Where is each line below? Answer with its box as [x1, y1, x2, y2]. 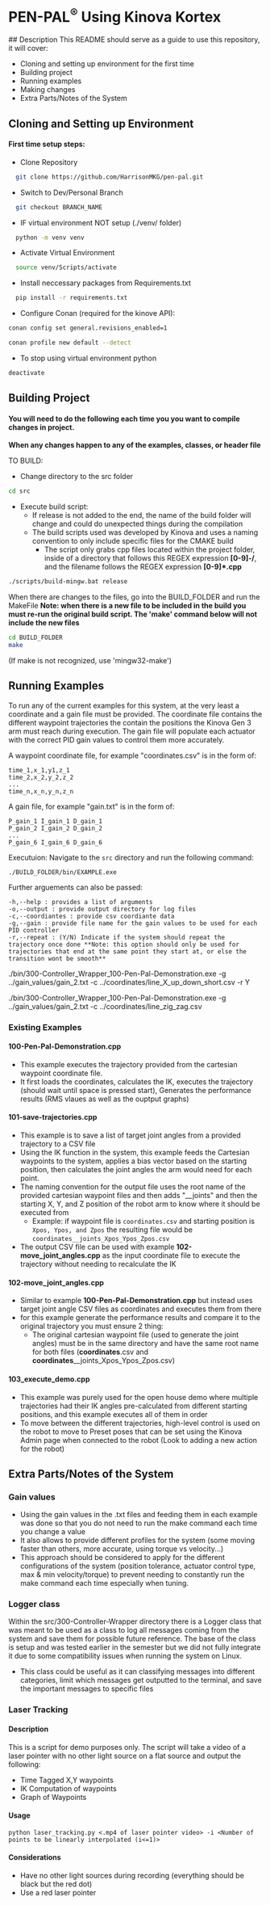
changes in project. [8, 422, 75, 432]
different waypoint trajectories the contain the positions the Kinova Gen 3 [8, 717, 251, 727]
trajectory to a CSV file [19, 1139, 96, 1149]
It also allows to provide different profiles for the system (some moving [19, 1536, 255, 1545]
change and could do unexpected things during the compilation [31, 519, 243, 529]
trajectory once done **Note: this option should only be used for [8, 940, 240, 948]
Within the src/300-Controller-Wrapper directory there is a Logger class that [8, 1617, 262, 1626]
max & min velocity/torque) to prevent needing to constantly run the [19, 1570, 245, 1579]
